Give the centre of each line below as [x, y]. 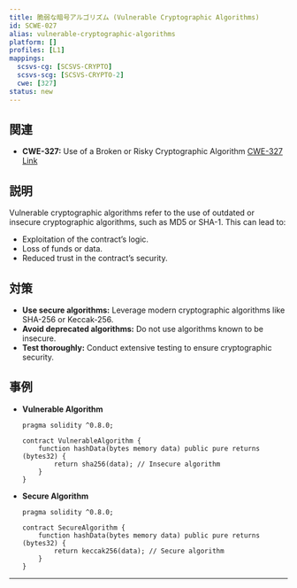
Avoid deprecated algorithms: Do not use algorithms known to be [142, 329]
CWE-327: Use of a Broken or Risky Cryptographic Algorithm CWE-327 [152, 151]
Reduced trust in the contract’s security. [95, 259]
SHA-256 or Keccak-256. [68, 319]
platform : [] [33, 42]
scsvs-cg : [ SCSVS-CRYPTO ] [65, 67]
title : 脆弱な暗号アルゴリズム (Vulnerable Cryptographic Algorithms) [134, 17]
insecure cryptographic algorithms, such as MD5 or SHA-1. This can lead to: [148, 222]
